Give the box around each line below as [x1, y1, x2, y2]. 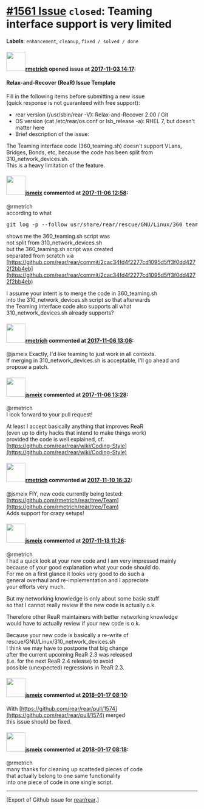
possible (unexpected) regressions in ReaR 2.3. [6, 663, 124, 671]
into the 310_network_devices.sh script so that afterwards [6, 296, 151, 303]
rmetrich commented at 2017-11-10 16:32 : [25, 476, 133, 483]
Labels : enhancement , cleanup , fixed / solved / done [6, 37, 139, 45]
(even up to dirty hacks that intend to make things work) [6, 429, 147, 437]
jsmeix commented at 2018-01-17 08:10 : [25, 691, 129, 699]
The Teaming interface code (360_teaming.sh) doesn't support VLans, [6, 142, 182, 149]
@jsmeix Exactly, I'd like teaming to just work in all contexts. [6, 351, 157, 358]
